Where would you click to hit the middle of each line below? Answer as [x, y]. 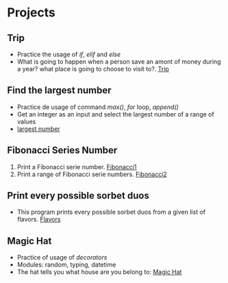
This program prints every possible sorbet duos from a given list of [111, 212]
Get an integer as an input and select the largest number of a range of [115, 114]
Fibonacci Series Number [62, 150]
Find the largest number [59, 90]
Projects [31, 13]
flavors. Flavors [39, 219]
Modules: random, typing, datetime [66, 264]
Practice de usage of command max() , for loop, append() [98, 107]
